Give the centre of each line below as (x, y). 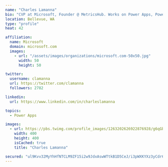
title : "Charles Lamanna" (41, 148)
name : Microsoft (26, 42)
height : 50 (30, 65)
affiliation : (19, 37)
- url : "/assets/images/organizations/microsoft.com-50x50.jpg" (82, 56)
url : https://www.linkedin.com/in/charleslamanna (62, 102)
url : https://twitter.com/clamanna (47, 83)
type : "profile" (22, 24)
